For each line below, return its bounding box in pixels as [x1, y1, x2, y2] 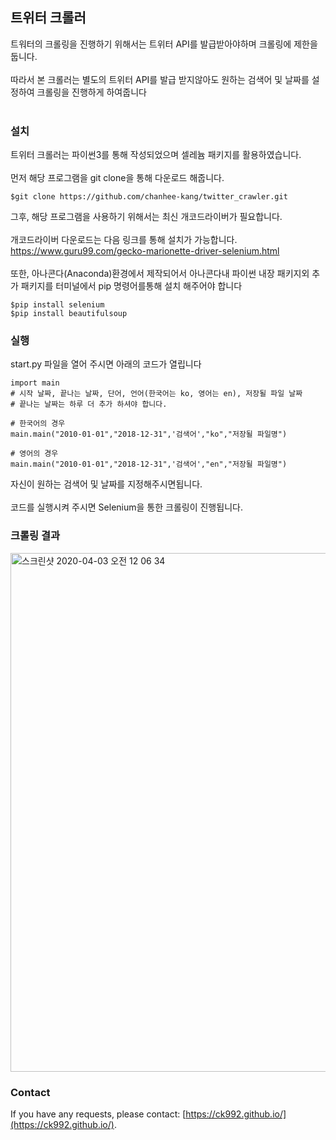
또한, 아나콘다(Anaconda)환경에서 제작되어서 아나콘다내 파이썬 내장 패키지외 [10, 268, 310, 280]
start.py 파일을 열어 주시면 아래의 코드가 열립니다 [10, 358, 202, 370]
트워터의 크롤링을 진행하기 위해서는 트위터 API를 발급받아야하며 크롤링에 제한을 [10, 38, 318, 50]
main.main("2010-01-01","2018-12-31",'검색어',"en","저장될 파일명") [10, 459, 288, 470]
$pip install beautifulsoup [10, 309, 128, 319]
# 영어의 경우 [10, 449, 59, 459]
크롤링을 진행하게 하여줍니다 [36, 86, 147, 98]
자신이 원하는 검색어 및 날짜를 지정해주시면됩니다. [10, 478, 203, 490]
